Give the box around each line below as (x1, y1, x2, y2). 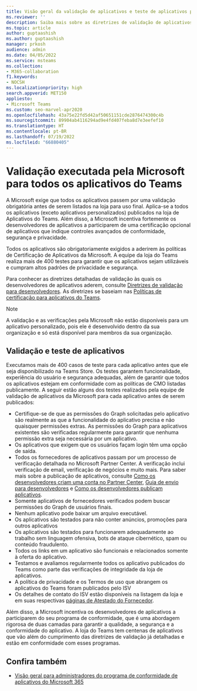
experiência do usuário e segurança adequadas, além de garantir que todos (6, 374, 189, 381)
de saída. (14, 448, 37, 455)
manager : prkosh (6, 42, 46, 47)
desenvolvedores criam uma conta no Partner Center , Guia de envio (14, 479, 179, 486)
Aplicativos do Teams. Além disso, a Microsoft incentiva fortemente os (6, 215, 176, 222)
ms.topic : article (6, 25, 51, 31)
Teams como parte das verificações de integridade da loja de (14, 566, 163, 573)
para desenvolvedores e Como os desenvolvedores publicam (14, 485, 163, 492)
